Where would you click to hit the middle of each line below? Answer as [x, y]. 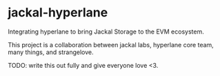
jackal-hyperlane [58, 13]
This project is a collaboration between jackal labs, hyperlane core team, [111, 45]
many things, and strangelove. [51, 52]
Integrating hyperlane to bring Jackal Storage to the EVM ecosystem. [106, 31]
